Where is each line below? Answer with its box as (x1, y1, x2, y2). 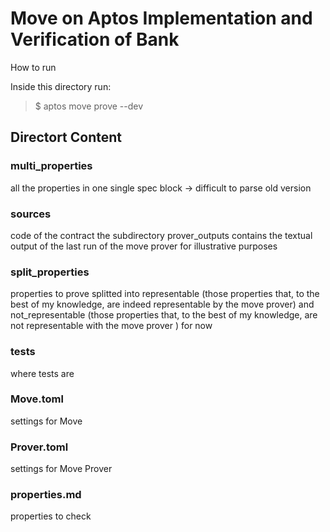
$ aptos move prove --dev (34, 100, 144, 112)
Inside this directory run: (10, 80, 112, 92)
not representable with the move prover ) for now (10, 320, 213, 332)
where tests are (10, 367, 75, 379)
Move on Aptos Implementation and (10, 7, 313, 30)
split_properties (10, 265, 90, 279)
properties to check (10, 510, 92, 522)
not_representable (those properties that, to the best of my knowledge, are (10, 309, 318, 321)
